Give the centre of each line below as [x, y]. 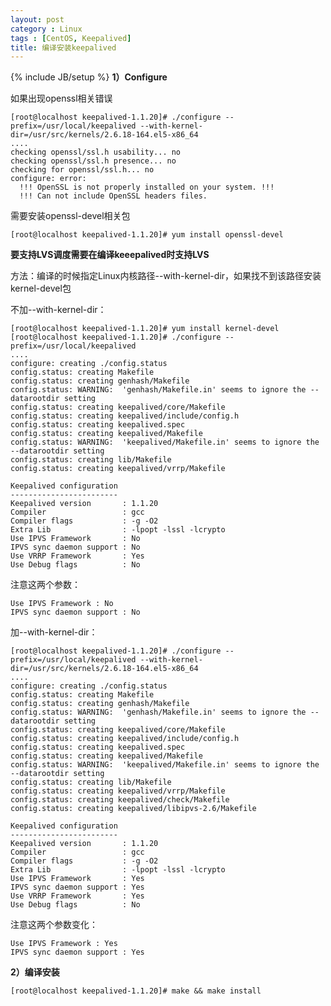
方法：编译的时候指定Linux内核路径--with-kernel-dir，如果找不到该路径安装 [166, 276]
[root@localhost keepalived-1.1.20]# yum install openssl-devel [147, 235]
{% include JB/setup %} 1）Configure [89, 77]
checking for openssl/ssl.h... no [82, 170]
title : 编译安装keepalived [63, 47]
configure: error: [48, 179]
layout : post [37, 19]
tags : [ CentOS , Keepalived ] [71, 38]
